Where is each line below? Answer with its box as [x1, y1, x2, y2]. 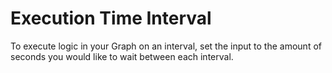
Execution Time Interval [10, 7, 212, 30]
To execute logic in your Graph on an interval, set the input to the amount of [10, 40, 322, 52]
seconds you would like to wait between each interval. [10, 50, 234, 62]
